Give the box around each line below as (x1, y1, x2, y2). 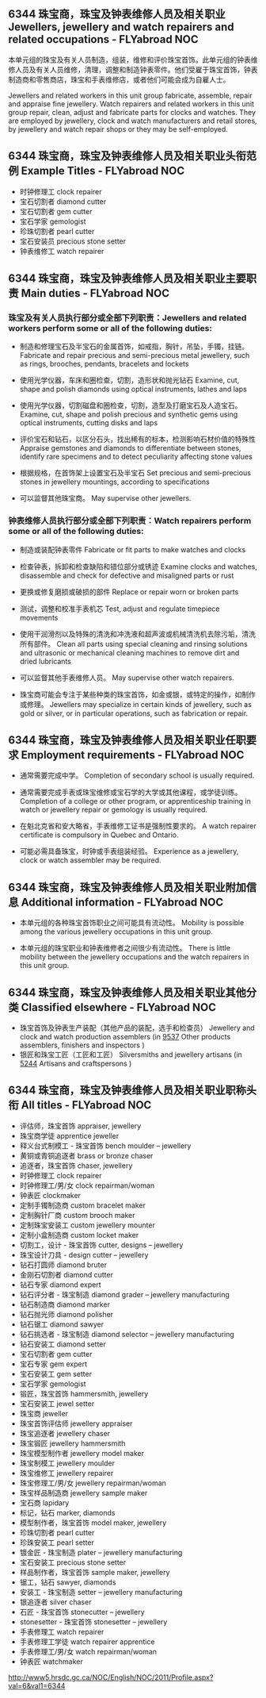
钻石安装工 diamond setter (19, 1339, 107, 1349)
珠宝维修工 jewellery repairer (19, 1468, 114, 1477)
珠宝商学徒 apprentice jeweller (19, 1131, 120, 1140)
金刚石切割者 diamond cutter (19, 1270, 113, 1279)
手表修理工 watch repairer (19, 1627, 104, 1636)
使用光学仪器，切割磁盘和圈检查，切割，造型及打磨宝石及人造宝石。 (19, 401, 242, 410)
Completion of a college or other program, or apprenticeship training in (19, 797, 251, 806)
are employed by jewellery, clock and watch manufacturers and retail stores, (8, 116, 257, 125)
